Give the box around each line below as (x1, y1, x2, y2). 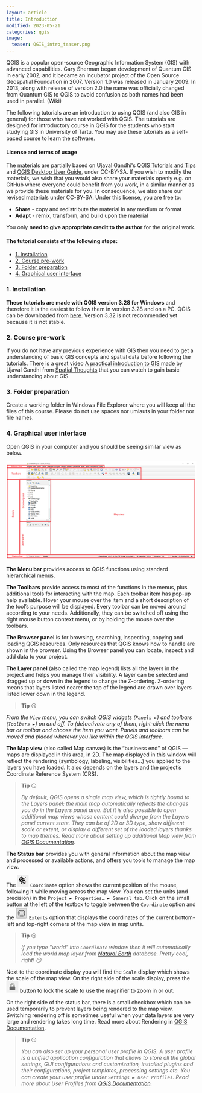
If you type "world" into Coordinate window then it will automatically (21, 943, 191, 951)
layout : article (6, 10, 47, 16)
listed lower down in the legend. (6, 690, 86, 697)
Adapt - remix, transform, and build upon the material (14, 212, 148, 220)
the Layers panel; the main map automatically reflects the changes (21, 800, 189, 807)
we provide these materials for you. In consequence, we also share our (6, 188, 183, 195)
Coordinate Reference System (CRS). (6, 770, 98, 778)
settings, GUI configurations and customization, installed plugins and (21, 1060, 194, 1068)
